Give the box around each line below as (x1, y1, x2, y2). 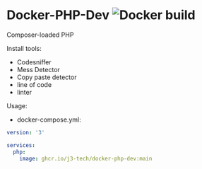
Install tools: (6, 44, 42, 52)
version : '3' (6, 129, 45, 136)
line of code (16, 80, 52, 88)
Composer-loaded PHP (6, 30, 74, 39)
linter (16, 88, 32, 96)
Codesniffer (16, 57, 52, 66)
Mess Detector (16, 65, 61, 74)
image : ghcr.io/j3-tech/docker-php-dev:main (19, 155, 153, 162)
